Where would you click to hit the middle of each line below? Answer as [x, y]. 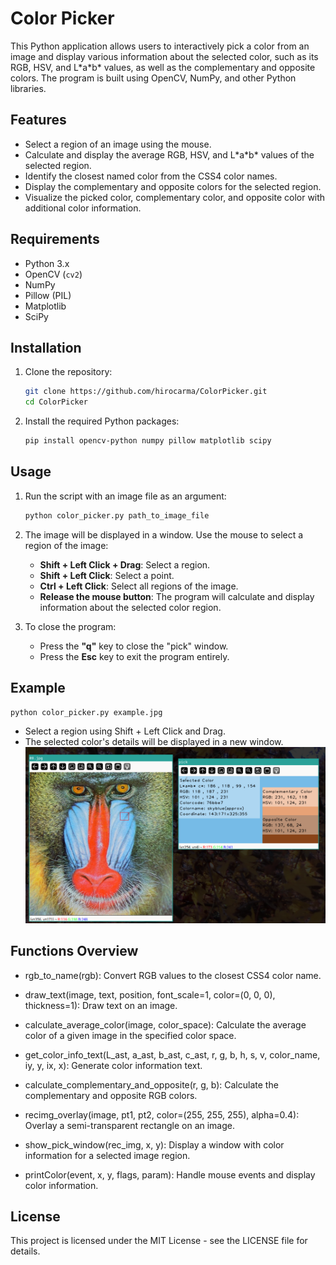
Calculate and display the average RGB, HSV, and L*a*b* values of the [169, 154]
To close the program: [70, 626]
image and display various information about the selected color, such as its [164, 56]
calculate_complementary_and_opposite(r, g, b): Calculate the [151, 1084]
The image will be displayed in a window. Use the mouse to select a [164, 534]
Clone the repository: [68, 372]
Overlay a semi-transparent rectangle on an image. [130, 1125]
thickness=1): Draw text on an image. [101, 1005]
